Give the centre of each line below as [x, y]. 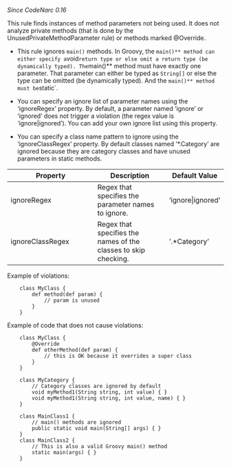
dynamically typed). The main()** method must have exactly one [109, 66]
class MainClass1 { [47, 416]
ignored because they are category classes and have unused [103, 151]
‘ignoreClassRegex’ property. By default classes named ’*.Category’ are [118, 144]
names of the [119, 242]
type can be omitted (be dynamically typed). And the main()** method [116, 81]
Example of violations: [38, 276]
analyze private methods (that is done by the [70, 31]
